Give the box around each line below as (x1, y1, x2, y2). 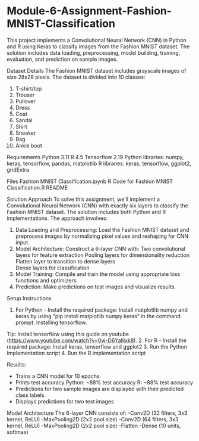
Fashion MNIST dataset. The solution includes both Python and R (7, 208, 166, 215)
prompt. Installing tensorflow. (15, 319, 87, 326)
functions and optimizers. (15, 277, 78, 284)
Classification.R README (7, 184, 68, 191)
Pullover (15, 97, 36, 105)
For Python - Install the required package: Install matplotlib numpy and (15, 306, 188, 313)
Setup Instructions (7, 294, 52, 302)
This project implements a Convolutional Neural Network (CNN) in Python (7, 36, 187, 44)
